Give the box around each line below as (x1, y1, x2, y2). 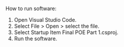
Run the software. (14, 35, 58, 42)
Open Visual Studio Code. (14, 16, 77, 23)
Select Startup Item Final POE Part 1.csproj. (14, 29, 119, 36)
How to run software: (5, 5, 57, 12)
